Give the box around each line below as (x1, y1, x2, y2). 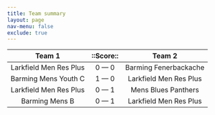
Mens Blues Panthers (130, 85, 199, 95)
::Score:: (91, 51, 119, 61)
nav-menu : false (7, 23, 54, 30)
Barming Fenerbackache (125, 63, 205, 72)
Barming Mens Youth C (10, 74, 85, 83)
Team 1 (35, 51, 60, 61)
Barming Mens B (21, 96, 75, 106)
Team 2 (152, 51, 177, 61)
